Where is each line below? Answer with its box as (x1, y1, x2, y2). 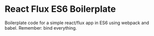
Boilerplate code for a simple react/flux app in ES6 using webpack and (4, 20, 150, 26)
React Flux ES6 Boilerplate (4, 3, 116, 15)
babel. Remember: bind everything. (4, 25, 77, 31)
